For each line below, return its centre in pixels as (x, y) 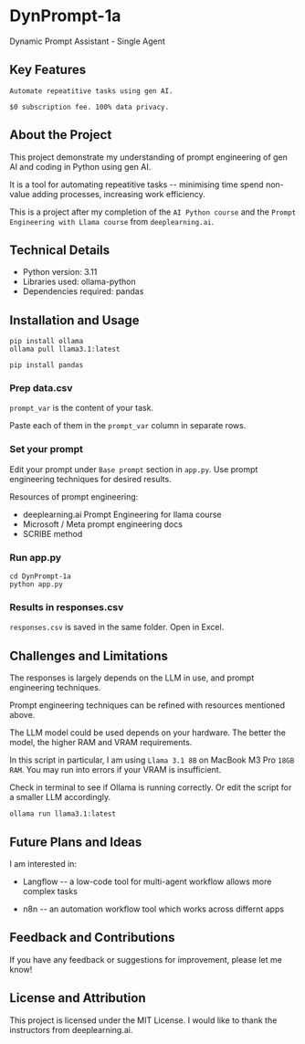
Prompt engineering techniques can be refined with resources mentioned (147, 705)
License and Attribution (78, 998)
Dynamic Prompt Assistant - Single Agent (88, 41)
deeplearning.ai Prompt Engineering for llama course (122, 514)
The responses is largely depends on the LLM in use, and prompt (132, 678)
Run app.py (36, 557)
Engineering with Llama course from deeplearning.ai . (112, 221)
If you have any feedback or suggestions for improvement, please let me (146, 959)
